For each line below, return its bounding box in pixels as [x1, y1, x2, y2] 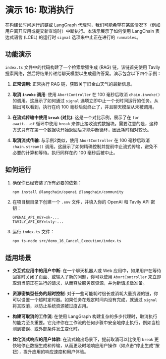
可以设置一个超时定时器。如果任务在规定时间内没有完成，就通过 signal [12, 297, 158, 303]
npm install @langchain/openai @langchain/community [12, 189, 124, 195]
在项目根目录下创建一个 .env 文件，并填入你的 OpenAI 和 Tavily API [12, 199, 150, 205]
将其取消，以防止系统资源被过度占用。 [12, 303, 91, 309]
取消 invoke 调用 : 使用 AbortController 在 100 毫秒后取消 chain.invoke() [12, 91, 161, 97]
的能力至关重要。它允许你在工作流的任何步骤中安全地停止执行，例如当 [12, 320, 156, 326]
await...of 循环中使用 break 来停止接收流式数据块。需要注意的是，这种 [12, 120, 158, 126]
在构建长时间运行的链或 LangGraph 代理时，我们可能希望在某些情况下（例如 [5, 22, 161, 28]
